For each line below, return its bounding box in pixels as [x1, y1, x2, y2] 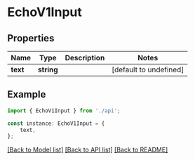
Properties [7, 32, 55, 44]
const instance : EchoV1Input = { [7, 120, 105, 127]
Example [7, 88, 46, 100]
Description [65, 53, 105, 62]
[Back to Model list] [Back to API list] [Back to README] [7, 145, 168, 154]
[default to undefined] [111, 65, 184, 74]
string [37, 65, 58, 74]
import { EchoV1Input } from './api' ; [7, 107, 121, 114]
